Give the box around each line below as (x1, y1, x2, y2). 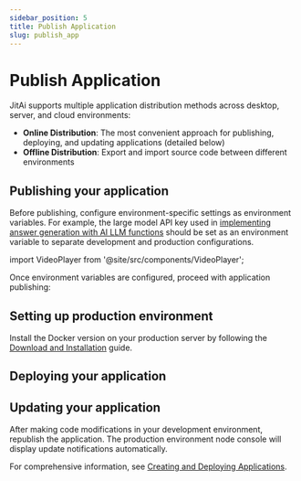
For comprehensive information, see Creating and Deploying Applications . (9, 461, 287, 472)
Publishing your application (9, 183, 170, 198)
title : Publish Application (9, 22, 117, 31)
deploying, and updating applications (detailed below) (22, 137, 225, 148)
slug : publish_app (9, 30, 79, 39)
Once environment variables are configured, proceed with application (9, 272, 271, 283)
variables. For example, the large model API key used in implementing (9, 217, 272, 229)
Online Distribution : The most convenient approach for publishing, (22, 127, 275, 138)
